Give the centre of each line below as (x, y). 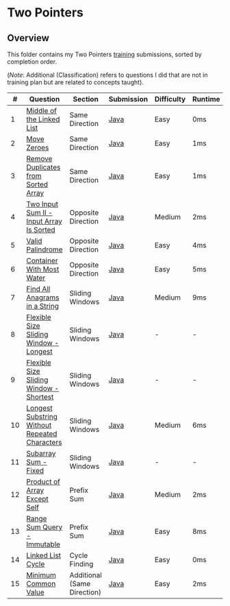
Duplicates (43, 167)
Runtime (206, 99)
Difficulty (170, 99)
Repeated (42, 434)
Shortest (40, 397)
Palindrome (44, 250)
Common (41, 584)
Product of (43, 482)
